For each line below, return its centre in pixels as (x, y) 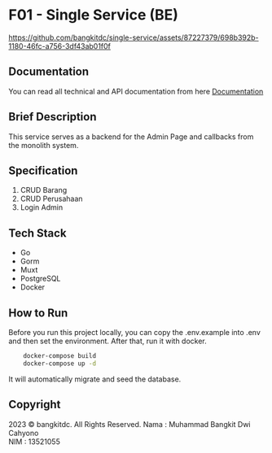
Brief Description (53, 117)
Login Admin (42, 207)
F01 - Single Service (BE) (94, 15)
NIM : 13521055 (35, 442)
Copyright (35, 405)
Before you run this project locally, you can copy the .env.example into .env (134, 332)
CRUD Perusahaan (51, 199)
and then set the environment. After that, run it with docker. (108, 341)
